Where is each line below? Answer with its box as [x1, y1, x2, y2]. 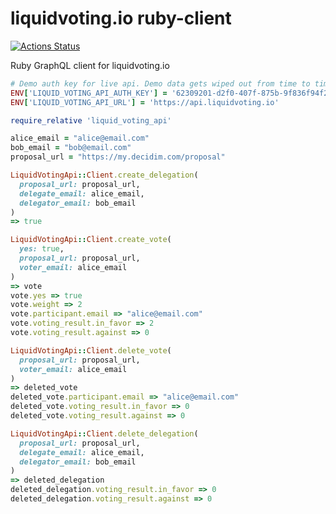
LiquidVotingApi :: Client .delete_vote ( [10, 345, 172, 356]
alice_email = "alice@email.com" [10, 133, 150, 144]
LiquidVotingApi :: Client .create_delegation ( [10, 170, 199, 181]
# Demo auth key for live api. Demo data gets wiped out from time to [10, 78, 311, 89]
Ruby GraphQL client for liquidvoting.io [10, 59, 170, 71]
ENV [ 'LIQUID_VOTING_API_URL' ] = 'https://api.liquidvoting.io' [10, 97, 280, 107]
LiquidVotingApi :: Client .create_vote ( [10, 235, 172, 245]
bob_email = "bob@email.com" [10, 143, 132, 153]
